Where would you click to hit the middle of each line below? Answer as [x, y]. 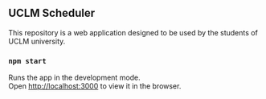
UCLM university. [37, 41]
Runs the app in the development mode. [74, 78]
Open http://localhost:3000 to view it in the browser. [95, 86]
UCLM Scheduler [52, 13]
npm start [27, 61]
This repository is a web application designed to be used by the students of [133, 32]
